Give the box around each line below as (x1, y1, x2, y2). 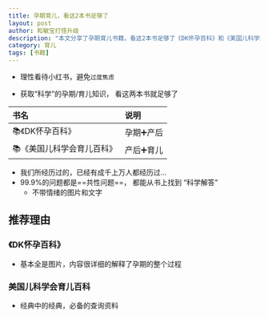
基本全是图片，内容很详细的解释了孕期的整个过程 (19, 259, 182, 268)
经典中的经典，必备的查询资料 (19, 300, 118, 310)
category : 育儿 (8, 42, 57, 50)
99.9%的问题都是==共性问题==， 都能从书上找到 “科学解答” (19, 178, 219, 187)
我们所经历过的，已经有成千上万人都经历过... (19, 167, 167, 177)
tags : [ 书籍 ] (8, 49, 50, 57)
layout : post (8, 19, 52, 27)
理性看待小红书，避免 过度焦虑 (19, 72, 114, 81)
